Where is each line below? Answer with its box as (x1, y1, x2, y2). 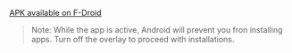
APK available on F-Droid (9, 8, 102, 18)
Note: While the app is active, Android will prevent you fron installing (30, 25, 283, 34)
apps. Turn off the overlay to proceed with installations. (30, 34, 235, 44)
